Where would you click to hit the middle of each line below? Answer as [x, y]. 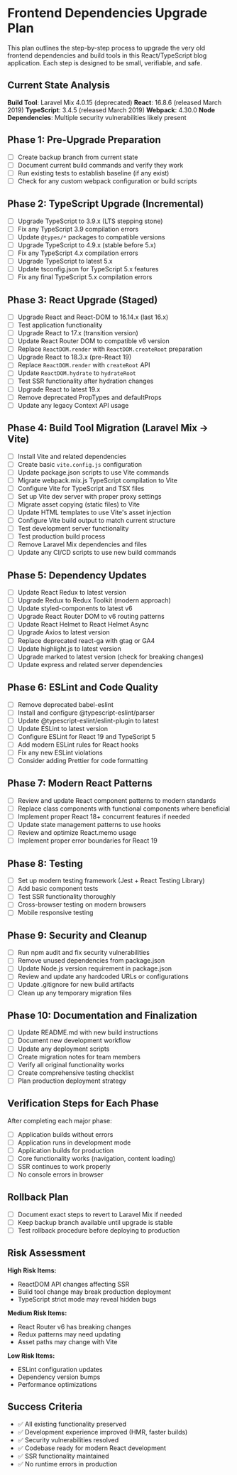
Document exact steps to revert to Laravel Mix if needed [100, 1214]
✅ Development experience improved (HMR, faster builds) [103, 1432]
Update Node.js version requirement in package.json [95, 968]
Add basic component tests [58, 889]
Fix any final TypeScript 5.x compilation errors [85, 277]
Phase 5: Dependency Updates [77, 575]
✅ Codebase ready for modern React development [92, 1448]
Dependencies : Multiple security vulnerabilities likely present [97, 117]
